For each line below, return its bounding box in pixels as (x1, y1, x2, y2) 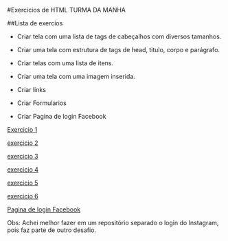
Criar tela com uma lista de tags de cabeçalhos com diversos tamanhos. (16, 32, 222, 41)
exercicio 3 (7, 152, 39, 160)
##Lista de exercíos (7, 19, 63, 27)
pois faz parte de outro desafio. (7, 226, 97, 234)
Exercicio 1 (7, 126, 38, 133)
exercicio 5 (7, 179, 38, 187)
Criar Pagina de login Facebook (16, 113, 106, 120)
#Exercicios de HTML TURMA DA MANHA (7, 6, 126, 14)
